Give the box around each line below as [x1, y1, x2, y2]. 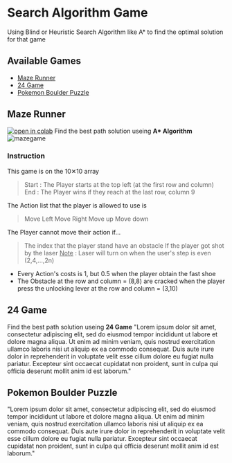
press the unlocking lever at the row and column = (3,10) [17, 284, 178, 292]
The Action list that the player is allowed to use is [7, 201, 147, 209]
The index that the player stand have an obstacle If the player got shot [24, 241, 224, 250]
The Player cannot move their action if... [7, 228, 121, 236]
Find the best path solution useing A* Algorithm [54, 127, 193, 135]
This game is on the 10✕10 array [7, 167, 99, 175]
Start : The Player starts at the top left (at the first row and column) [24, 180, 215, 188]
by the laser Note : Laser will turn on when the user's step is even [24, 248, 211, 257]
